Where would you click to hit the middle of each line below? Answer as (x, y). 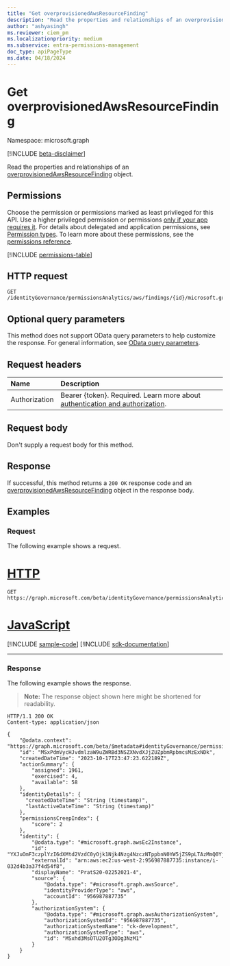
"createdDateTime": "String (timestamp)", (87, 801)
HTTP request (38, 276)
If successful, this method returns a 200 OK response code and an (100, 483)
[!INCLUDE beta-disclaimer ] (46, 153)
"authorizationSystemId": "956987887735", (105, 921)
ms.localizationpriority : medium (55, 39)
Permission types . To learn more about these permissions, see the (100, 234)
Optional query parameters (66, 319)
